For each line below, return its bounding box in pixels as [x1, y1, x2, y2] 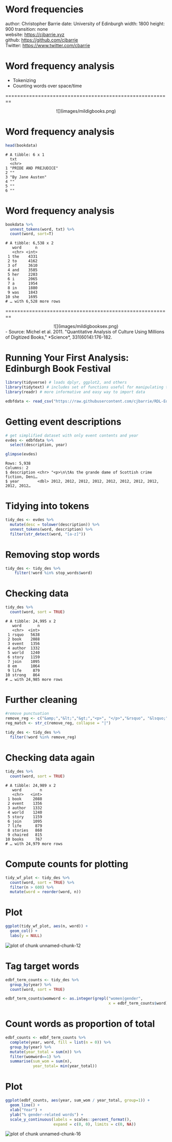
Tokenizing [12, 77, 36, 83]
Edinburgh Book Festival [5, 363, 111, 375]
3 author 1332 [7, 805, 42, 811]
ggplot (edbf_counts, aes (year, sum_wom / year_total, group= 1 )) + [5, 1098, 150, 1103]
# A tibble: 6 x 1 [5, 152, 45, 157]
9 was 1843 [7, 290, 38, 295]
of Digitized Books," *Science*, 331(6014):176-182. [5, 334, 113, 340]
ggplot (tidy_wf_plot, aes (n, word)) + [5, 924, 88, 929]
